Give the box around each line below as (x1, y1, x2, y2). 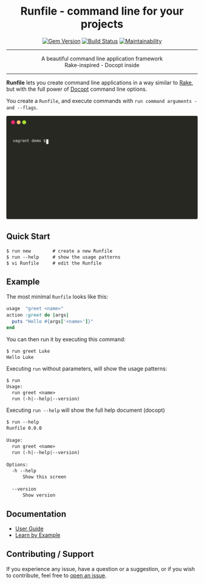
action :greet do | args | (6, 312, 69, 318)
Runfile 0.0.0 (6, 425, 42, 431)
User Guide (15, 525, 44, 533)
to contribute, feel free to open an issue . (6, 572, 107, 579)
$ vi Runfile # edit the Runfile (6, 260, 102, 266)
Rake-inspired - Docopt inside (64, 61, 140, 68)
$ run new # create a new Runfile (6, 248, 113, 254)
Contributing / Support (6, 549, 94, 559)
